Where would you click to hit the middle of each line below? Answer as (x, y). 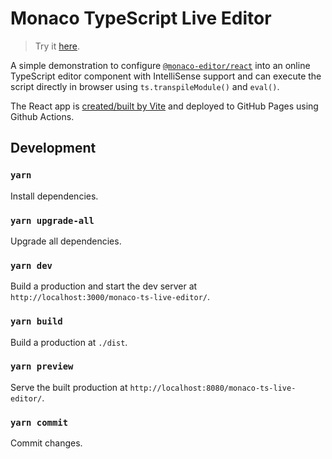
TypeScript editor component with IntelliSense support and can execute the (166, 76)
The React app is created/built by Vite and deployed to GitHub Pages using (164, 106)
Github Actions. (42, 116)
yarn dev (31, 265)
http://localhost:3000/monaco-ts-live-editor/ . (110, 297)
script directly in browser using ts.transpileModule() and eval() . (145, 86)
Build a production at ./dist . (69, 342)
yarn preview (42, 366)
